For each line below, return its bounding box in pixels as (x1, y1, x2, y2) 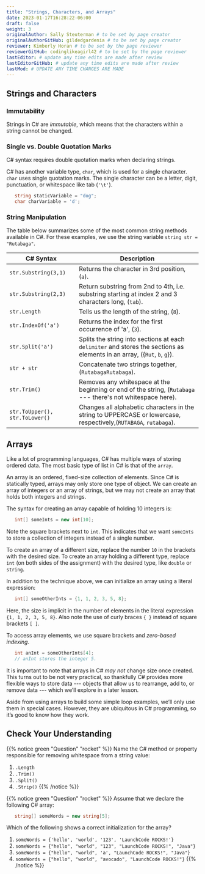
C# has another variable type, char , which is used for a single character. (6, 168, 187, 175)
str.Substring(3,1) (9, 270, 66, 276)
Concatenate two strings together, (79, 360, 177, 369)
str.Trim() (9, 386, 41, 393)
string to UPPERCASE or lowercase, (79, 411, 181, 419)
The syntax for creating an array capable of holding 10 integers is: (6, 505, 172, 512)
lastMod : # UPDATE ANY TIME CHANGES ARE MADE (6, 65, 124, 72)
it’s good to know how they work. (6, 711, 90, 718)
